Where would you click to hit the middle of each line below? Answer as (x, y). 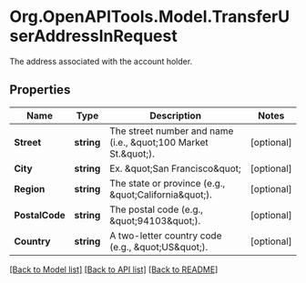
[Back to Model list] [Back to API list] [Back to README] (114, 269)
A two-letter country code (165, 236)
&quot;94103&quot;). (155, 220)
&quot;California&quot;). (160, 195)
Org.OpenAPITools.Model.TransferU (150, 17)
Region (30, 188)
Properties (40, 90)
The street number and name (171, 131)
